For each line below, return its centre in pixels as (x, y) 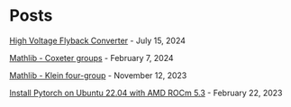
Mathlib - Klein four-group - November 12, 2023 (98, 75)
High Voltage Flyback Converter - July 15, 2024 (98, 40)
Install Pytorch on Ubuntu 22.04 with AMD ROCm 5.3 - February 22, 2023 (146, 93)
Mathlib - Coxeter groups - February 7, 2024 (91, 58)
